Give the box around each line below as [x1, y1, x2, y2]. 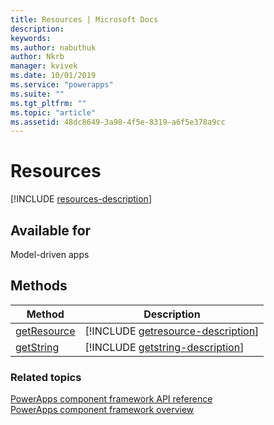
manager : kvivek [10, 61, 78, 71]
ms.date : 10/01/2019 [10, 71, 97, 81]
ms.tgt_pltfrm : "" [10, 98, 87, 108]
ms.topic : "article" [10, 107, 97, 118]
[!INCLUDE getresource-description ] [84, 324, 260, 338]
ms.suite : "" [10, 89, 65, 99]
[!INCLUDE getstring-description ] [84, 340, 245, 354]
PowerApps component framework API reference [10, 393, 213, 405]
